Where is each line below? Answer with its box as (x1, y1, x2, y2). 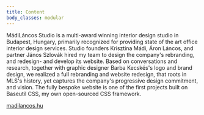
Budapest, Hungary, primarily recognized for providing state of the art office (6, 38, 198, 45)
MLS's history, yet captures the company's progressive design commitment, (6, 77, 199, 84)
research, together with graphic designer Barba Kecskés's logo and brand (6, 64, 192, 71)
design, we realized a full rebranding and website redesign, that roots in (6, 70, 187, 78)
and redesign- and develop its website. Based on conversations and (6, 57, 178, 65)
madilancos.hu (6, 102, 43, 109)
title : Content (6, 9, 45, 15)
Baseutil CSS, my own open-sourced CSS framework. (6, 90, 142, 97)
